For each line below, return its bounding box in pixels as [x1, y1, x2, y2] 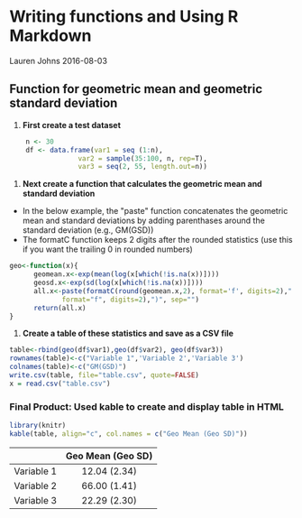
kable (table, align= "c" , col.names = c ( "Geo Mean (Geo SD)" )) [9, 429, 248, 439]
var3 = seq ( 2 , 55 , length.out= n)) [78, 162, 207, 171]
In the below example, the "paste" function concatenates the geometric [22, 206, 288, 217]
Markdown [9, 25, 92, 46]
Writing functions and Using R [9, 6, 239, 27]
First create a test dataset [22, 119, 122, 130]
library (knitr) [9, 421, 67, 430]
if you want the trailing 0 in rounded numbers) [22, 244, 194, 254]
